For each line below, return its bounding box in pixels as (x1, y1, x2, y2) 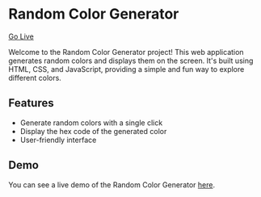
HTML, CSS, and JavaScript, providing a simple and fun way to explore (8, 64, 245, 73)
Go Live (8, 31, 34, 41)
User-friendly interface (19, 135, 97, 145)
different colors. (8, 73, 62, 82)
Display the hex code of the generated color (19, 126, 167, 136)
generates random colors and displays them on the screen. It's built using (8, 56, 254, 65)
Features (8, 96, 54, 110)
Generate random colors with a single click (19, 118, 163, 128)
